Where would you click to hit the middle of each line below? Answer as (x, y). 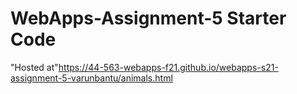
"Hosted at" (34, 67)
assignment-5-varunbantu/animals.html (91, 78)
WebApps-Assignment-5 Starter (148, 18)
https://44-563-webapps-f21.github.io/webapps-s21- (168, 67)
